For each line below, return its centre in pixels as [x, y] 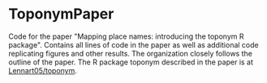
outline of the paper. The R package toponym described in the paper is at [131, 62]
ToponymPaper [61, 14]
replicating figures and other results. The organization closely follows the [131, 53]
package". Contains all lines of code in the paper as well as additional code [133, 44]
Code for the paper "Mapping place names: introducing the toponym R [126, 36]
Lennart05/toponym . [43, 70]
